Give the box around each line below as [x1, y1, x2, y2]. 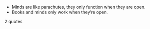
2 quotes [4, 19, 23, 24]
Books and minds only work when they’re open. [11, 9, 108, 15]
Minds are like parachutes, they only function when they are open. [11, 4, 146, 10]
